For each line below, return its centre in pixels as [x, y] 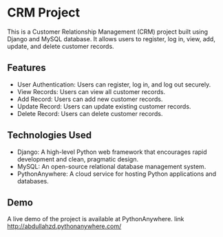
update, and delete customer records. [61, 46]
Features [26, 68]
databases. [33, 181]
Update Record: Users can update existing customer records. [104, 106]
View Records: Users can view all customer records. [91, 91]
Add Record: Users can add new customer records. [90, 99]
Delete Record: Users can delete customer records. [90, 113]
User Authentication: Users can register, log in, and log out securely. [114, 84]
